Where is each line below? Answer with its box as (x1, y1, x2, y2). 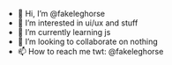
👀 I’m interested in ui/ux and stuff (17, 18, 138, 28)
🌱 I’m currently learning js (17, 27, 111, 37)
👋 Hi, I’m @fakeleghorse (17, 9, 106, 18)
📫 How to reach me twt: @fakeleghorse (17, 47, 164, 56)
